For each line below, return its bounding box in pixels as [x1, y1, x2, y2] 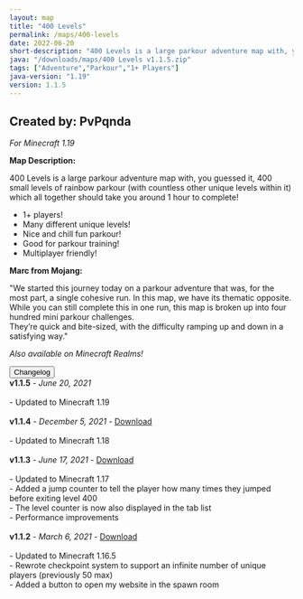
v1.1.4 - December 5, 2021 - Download [9, 416, 152, 427]
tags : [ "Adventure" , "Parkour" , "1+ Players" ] [9, 64, 179, 73]
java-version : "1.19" [9, 72, 91, 81]
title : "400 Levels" [9, 22, 87, 31]
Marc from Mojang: [9, 266, 83, 276]
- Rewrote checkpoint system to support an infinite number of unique [9, 560, 266, 571]
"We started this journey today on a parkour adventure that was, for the [9, 283, 275, 294]
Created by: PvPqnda [9, 114, 132, 129]
